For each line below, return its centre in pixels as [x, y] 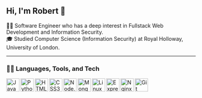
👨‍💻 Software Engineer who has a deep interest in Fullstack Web [85, 25]
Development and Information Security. [55, 32]
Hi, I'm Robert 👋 [36, 11]
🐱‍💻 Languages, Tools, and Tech [53, 69]
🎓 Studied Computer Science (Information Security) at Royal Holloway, [95, 38]
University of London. [33, 47]
